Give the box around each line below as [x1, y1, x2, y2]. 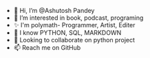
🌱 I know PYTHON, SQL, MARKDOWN [13, 29, 122, 37]
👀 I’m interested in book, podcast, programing [13, 14, 144, 22]
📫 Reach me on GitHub [13, 44, 81, 51]
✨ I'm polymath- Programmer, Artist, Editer [13, 21, 136, 29]
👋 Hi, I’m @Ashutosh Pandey [13, 7, 95, 14]
